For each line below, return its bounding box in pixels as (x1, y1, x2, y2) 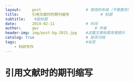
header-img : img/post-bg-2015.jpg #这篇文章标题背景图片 (5, 30, 125, 35)
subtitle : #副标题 (5, 16, 48, 21)
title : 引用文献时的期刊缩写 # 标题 (5, 12, 113, 17)
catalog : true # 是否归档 (5, 35, 105, 40)
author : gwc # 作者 (5, 26, 107, 31)
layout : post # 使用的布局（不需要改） (5, 7, 131, 12)
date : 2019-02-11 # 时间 (5, 21, 98, 26)
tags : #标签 (5, 40, 96, 45)
